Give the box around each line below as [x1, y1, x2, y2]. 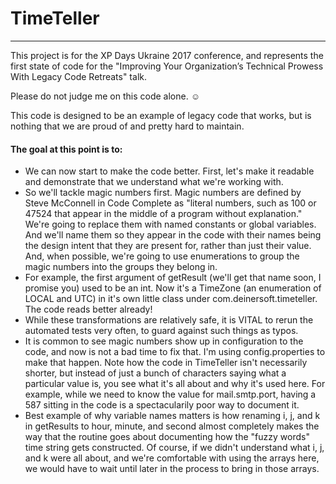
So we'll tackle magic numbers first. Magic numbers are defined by [24, 187, 302, 199]
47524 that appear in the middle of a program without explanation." [24, 208, 303, 220]
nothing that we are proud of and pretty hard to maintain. [10, 120, 245, 132]
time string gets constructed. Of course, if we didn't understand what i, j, [24, 442, 325, 454]
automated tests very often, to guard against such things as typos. [24, 325, 299, 337]
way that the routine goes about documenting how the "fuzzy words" [24, 431, 310, 443]
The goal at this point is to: [10, 143, 123, 155]
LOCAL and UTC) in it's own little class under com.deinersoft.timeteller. [24, 293, 318, 305]
